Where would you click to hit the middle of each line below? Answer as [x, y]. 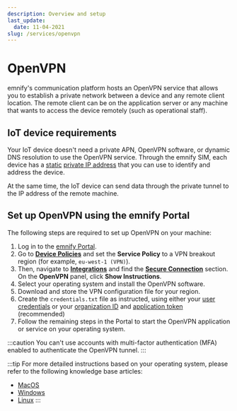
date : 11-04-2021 [39, 27]
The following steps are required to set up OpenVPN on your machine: [110, 232]
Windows [31, 392]
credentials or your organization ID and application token [100, 306]
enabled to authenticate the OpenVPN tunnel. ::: [77, 350]
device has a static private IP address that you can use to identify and [109, 165]
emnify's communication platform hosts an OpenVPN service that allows [113, 88]
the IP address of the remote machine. [63, 193]
